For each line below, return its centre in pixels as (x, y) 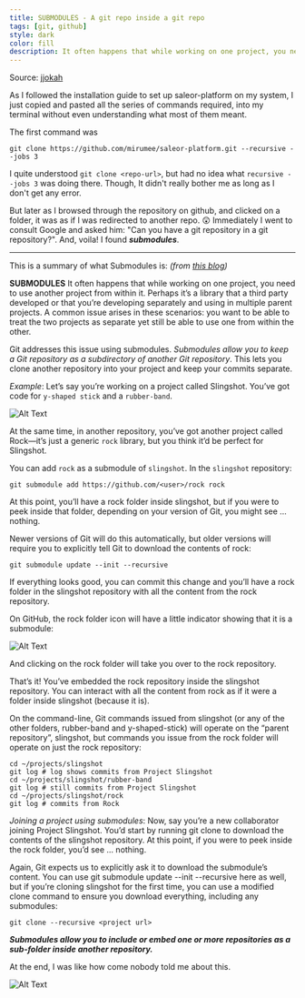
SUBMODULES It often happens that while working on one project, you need (152, 284)
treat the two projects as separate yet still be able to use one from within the (152, 322)
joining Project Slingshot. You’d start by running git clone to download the (147, 831)
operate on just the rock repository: (76, 748)
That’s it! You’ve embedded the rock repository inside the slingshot (135, 681)
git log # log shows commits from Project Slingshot (111, 772)
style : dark (32, 35)
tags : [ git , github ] (49, 26)
